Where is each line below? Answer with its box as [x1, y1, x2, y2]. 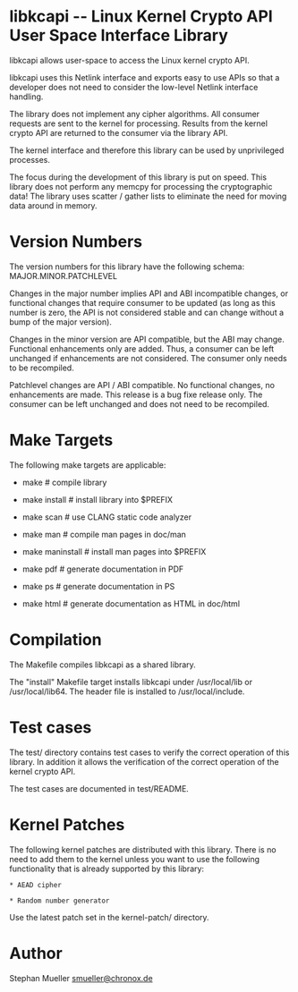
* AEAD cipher [9, 880, 63, 889]
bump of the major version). [9, 316, 112, 327]
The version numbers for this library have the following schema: [9, 261, 245, 272]
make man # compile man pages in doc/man [21, 529, 186, 539]
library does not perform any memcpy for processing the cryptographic [9, 181, 273, 191]
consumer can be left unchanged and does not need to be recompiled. [9, 398, 270, 409]
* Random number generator [9, 896, 110, 905]
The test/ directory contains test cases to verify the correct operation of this [9, 747, 290, 758]
